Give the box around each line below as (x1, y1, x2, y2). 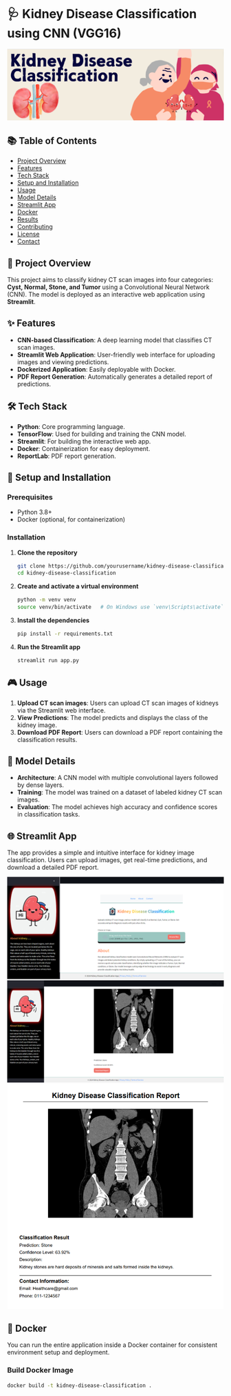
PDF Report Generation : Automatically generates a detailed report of (16, 372, 213, 381)
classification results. (16, 735, 78, 744)
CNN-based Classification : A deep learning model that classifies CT (16, 336, 212, 344)
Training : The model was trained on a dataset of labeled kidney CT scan (16, 788, 223, 797)
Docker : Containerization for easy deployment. (16, 444, 151, 452)
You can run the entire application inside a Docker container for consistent (7, 1341, 218, 1349)
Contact (16, 237, 40, 246)
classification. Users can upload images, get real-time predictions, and (7, 856, 208, 864)
